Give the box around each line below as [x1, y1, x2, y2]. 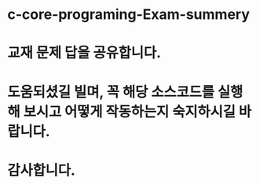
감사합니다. [7, 161, 76, 179]
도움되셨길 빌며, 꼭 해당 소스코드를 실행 [7, 83, 244, 101]
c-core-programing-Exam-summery [7, 6, 251, 24]
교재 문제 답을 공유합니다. [7, 44, 162, 62]
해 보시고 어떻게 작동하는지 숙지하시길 [7, 102, 236, 120]
